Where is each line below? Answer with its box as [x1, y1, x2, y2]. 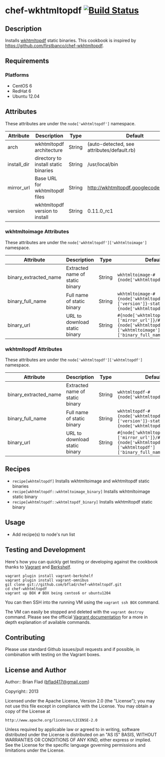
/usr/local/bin [87, 161, 118, 168]
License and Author [5, 666, 67, 674]
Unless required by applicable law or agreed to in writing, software [5, 727, 140, 732]
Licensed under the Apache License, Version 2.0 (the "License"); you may [5, 698, 155, 704]
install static [34, 161, 62, 168]
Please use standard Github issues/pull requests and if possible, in [5, 646, 140, 652]
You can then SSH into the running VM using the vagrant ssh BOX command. [5, 599, 160, 605]
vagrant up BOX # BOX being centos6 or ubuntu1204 [5, 590, 111, 595]
